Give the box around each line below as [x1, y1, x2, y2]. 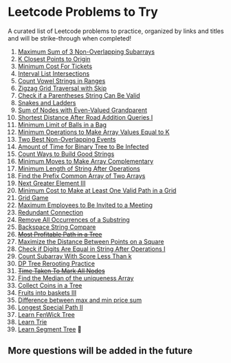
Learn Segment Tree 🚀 [17, 324, 82, 333]
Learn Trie [17, 318, 47, 326]
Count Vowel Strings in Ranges [17, 76, 106, 85]
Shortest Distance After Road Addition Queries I [17, 113, 153, 121]
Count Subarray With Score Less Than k [17, 252, 132, 260]
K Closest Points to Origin [17, 54, 91, 63]
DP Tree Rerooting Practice [17, 259, 96, 267]
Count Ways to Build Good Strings [17, 149, 115, 158]
